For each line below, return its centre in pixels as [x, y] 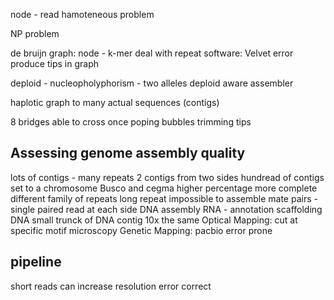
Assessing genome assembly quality [128, 153]
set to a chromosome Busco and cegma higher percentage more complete [164, 188]
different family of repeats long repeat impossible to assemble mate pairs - [164, 198]
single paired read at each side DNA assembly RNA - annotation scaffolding [166, 209]
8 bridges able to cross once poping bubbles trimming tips [131, 122]
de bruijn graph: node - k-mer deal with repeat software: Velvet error [152, 53]
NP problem [35, 33]
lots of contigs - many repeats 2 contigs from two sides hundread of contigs [167, 177]
